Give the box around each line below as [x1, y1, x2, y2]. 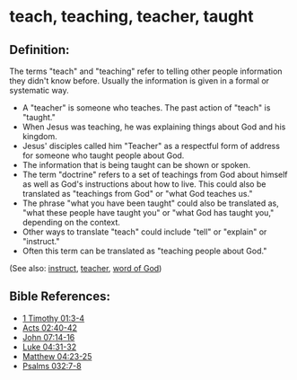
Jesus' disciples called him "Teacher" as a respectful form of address [22, 141, 281, 151]
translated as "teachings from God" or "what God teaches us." [22, 189, 253, 199]
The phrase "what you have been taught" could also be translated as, [22, 198, 280, 208]
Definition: [9, 42, 70, 57]
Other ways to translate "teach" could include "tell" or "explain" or [22, 226, 267, 237]
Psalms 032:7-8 [22, 360, 83, 371]
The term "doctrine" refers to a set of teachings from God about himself [22, 169, 289, 180]
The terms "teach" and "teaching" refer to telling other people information [9, 66, 283, 76]
